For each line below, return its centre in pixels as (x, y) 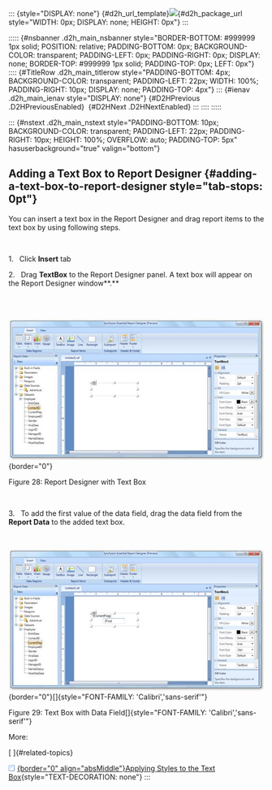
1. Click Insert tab (40, 259)
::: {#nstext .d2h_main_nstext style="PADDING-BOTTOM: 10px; (114, 122)
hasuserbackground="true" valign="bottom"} (84, 148)
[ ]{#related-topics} (41, 752)
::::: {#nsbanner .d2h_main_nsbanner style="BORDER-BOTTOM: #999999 (132, 38)
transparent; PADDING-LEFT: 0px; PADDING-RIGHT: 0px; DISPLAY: (149, 55)
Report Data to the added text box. (67, 522)
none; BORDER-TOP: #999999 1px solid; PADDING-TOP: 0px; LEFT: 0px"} (132, 64)
